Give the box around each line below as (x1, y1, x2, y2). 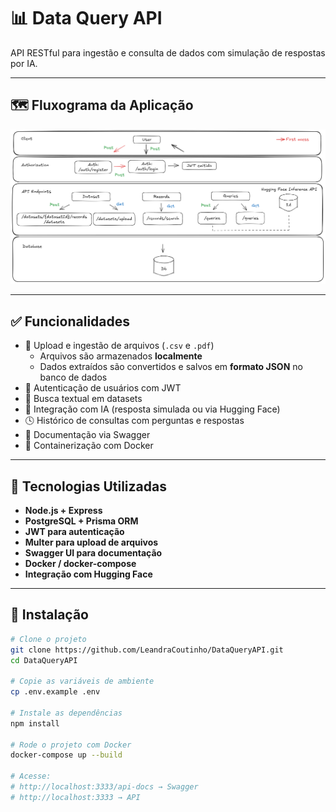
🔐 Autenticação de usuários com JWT (24, 382, 182, 394)
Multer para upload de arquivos (24, 536, 159, 548)
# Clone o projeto (10, 634, 87, 644)
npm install (10, 718, 60, 729)
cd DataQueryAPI (10, 655, 78, 665)
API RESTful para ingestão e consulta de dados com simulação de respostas (10, 46, 326, 59)
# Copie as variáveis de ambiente (10, 676, 155, 687)
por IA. (10, 57, 38, 69)
